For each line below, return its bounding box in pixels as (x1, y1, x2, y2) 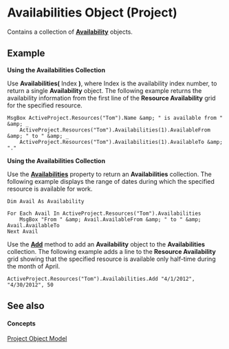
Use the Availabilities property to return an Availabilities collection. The (7, 170, 212, 178)
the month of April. (7, 262, 61, 270)
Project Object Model (7, 335, 67, 343)
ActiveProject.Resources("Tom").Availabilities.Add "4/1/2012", (7, 275, 195, 282)
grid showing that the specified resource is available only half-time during (7, 255, 216, 263)
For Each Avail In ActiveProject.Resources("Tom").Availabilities (7, 210, 201, 217)
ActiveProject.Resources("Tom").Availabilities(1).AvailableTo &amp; (19, 138, 223, 145)
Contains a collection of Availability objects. (7, 28, 133, 36)
